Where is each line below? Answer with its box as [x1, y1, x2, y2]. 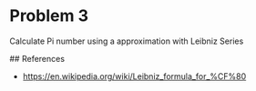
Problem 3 [9, 5, 89, 26]
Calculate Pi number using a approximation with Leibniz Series [9, 35, 244, 46]
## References [9, 53, 66, 64]
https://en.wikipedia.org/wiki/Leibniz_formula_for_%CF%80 [22, 70, 247, 82]
